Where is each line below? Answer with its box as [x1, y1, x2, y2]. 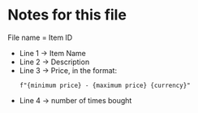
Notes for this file [7, 6, 127, 24]
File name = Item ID [7, 33, 73, 42]
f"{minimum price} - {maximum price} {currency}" [19, 81, 192, 89]
